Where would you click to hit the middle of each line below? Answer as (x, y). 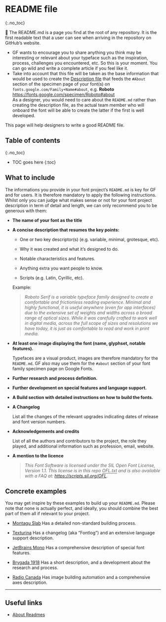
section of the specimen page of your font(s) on (61, 84)
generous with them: (26, 211)
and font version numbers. (39, 422)
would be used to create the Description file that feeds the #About (79, 79)
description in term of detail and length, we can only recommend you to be (81, 205)
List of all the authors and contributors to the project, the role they (79, 441)
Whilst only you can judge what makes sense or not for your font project (79, 200)
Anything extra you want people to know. (61, 268)
